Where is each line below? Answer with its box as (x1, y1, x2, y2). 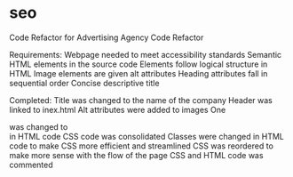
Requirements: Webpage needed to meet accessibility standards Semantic (9, 49, 282, 60)
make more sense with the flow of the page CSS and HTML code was (9, 149, 264, 160)
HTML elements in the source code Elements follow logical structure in (9, 59, 268, 69)
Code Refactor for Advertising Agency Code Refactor (9, 32, 204, 43)
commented (9, 159, 53, 170)
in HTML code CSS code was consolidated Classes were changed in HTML (9, 131, 284, 141)
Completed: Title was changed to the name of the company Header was (9, 94, 273, 105)
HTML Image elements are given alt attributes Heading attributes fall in (9, 68, 268, 78)
